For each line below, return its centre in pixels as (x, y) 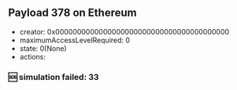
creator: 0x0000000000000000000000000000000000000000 (124, 31)
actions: (32, 56)
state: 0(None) (43, 48)
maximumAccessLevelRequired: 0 (75, 40)
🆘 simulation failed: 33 (54, 77)
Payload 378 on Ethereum (72, 13)
